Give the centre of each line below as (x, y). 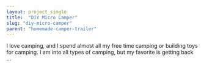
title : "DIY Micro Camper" (42, 18)
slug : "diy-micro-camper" (39, 23)
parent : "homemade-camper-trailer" (52, 29)
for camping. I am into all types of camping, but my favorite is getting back (100, 53)
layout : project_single (37, 12)
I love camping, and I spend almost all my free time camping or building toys (102, 46)
